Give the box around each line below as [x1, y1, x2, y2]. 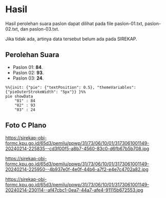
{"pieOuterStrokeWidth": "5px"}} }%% [5, 89, 86, 94]
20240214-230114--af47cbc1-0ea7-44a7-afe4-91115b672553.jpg [5, 187, 143, 193]
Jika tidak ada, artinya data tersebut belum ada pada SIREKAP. [5, 36, 137, 42]
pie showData [5, 93, 33, 99]
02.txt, [5, 26, 19, 32]
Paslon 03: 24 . [12, 75, 44, 81]
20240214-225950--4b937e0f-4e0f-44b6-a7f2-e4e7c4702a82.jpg [5, 166, 149, 172]
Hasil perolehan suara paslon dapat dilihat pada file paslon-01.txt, [5, 20, 144, 27]
